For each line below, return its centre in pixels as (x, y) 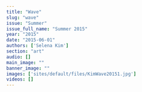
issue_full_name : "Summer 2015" (47, 29)
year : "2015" (23, 34)
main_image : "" (25, 62)
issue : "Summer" (27, 23)
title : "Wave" (24, 12)
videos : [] (20, 79)
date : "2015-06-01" (31, 40)
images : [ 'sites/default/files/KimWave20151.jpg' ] (71, 74)
